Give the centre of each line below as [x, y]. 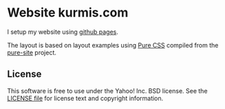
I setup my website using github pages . [63, 32]
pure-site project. [32, 52]
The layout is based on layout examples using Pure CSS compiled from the [113, 45]
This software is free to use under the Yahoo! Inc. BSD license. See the [107, 90]
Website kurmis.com [68, 13]
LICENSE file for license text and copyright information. [85, 98]
